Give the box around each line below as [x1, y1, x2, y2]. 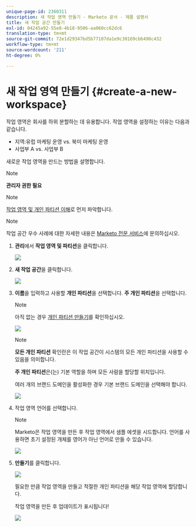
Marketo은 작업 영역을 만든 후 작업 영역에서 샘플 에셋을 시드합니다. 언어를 [14, 428, 184, 435]
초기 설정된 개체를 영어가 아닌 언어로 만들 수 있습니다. [30, 436, 153, 443]
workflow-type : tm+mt [6, 42, 59, 48]
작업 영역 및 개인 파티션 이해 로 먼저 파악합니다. [6, 206, 113, 213]
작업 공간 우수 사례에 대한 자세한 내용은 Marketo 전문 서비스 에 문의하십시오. [6, 229, 180, 236]
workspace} [6, 98, 67, 111]
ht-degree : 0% [6, 52, 41, 58]
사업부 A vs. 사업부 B [14, 145, 64, 152]
